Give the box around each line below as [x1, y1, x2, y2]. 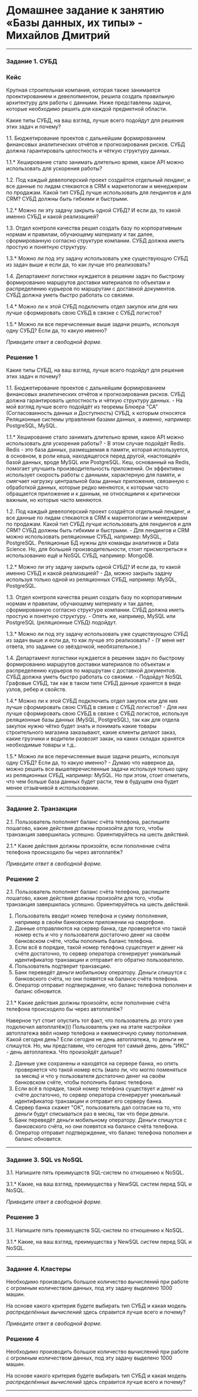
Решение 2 [6, 874, 39, 883]
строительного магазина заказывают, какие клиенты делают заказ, [6, 729, 177, 736]
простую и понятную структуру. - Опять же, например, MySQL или [6, 613, 176, 620]
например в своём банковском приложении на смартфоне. [14, 919, 165, 926]
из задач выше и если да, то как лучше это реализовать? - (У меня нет [6, 637, 185, 644]
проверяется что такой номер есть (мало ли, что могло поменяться [14, 1066, 187, 1073]
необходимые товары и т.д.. [6, 741, 77, 749]
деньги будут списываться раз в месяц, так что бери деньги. [14, 1110, 169, 1118]
